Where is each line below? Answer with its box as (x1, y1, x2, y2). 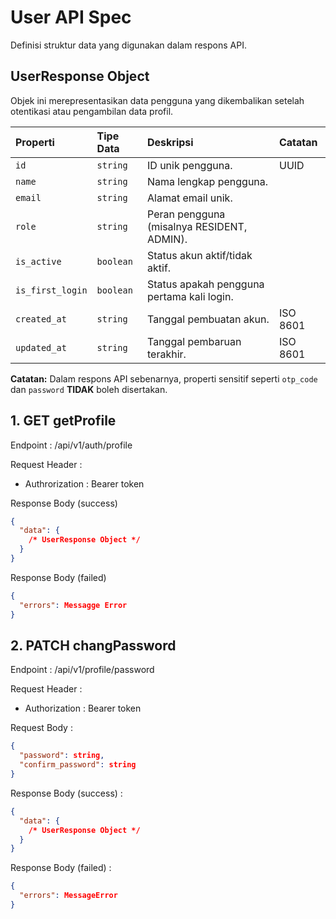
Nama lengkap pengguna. (147, 174, 269, 188)
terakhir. (147, 347, 187, 361)
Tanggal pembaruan (147, 334, 242, 348)
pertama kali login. (147, 289, 234, 303)
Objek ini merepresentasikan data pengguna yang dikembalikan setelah (10, 94, 305, 106)
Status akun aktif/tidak (147, 248, 253, 262)
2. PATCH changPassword (10, 637, 177, 654)
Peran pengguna (147, 207, 226, 221)
